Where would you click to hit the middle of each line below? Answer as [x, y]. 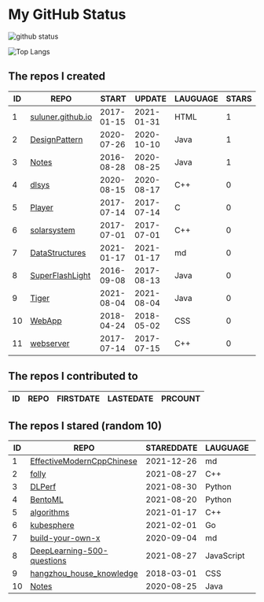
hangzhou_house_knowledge [84, 574]
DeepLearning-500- [69, 551]
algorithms [50, 512]
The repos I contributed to [73, 376]
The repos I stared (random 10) [85, 426]
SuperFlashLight [60, 275]
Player [42, 207]
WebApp [46, 321]
